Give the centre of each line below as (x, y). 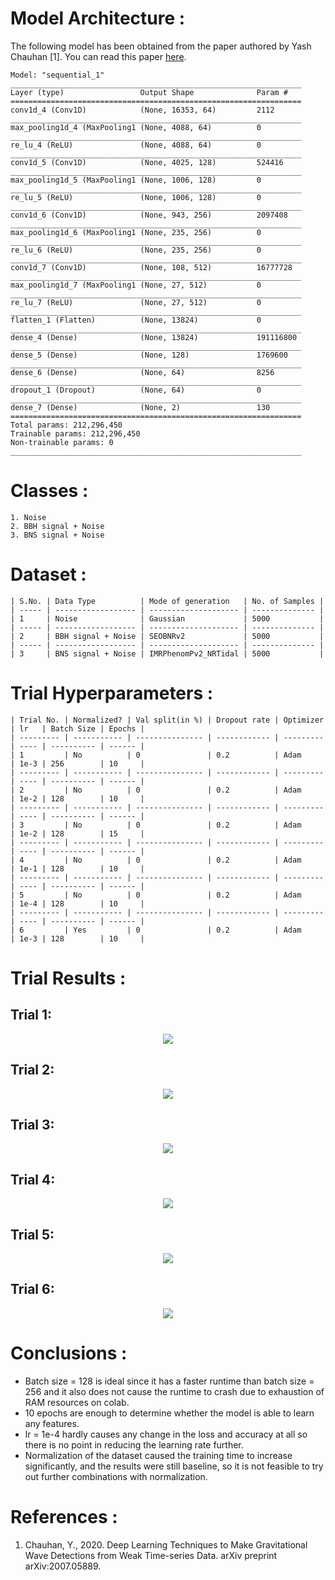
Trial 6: (32, 1289)
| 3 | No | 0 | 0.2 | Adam (156, 825)
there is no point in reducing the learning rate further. (134, 1444)
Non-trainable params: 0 (62, 442)
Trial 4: (33, 1179)
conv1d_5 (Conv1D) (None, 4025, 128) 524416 (147, 162)
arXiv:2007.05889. (63, 1566)
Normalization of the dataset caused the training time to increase (158, 1455)
